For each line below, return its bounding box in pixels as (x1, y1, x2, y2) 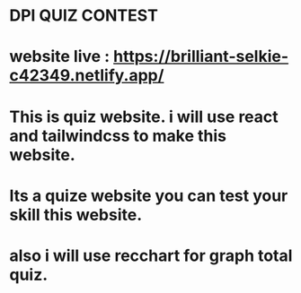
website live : (9, 47, 111, 67)
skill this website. (9, 204, 143, 225)
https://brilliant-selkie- (113, 47, 289, 67)
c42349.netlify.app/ (9, 65, 164, 86)
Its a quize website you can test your (9, 185, 288, 206)
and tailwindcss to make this (9, 125, 227, 146)
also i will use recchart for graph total (9, 246, 293, 265)
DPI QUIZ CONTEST (9, 5, 159, 26)
